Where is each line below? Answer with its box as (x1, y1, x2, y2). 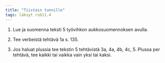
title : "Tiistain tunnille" (5, 7, 65, 13)
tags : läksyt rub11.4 (5, 12, 52, 17)
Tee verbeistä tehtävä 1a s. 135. (12, 36, 79, 43)
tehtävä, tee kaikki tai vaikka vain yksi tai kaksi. (12, 52, 112, 58)
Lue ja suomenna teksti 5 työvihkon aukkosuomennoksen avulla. (12, 26, 148, 32)
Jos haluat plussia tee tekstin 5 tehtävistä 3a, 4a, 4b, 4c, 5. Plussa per (12, 46, 160, 52)
